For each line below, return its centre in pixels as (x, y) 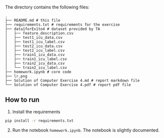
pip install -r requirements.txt (39, 121)
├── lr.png (16, 76)
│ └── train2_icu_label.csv (36, 68)
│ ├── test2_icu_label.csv (35, 51)
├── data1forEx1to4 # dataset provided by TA (52, 29)
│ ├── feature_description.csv (39, 33)
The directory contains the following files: (47, 7)
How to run (22, 100)
